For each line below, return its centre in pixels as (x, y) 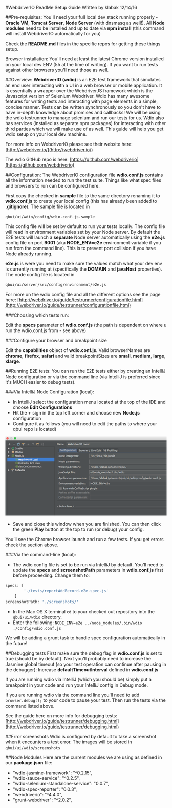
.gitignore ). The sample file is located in (48, 206)
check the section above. (32, 545)
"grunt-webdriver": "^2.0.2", (42, 800)
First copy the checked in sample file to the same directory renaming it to (83, 196)
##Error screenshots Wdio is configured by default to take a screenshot (81, 736)
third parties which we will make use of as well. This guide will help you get (84, 129)
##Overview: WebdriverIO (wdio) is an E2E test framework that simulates (83, 80)
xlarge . (13, 361)
